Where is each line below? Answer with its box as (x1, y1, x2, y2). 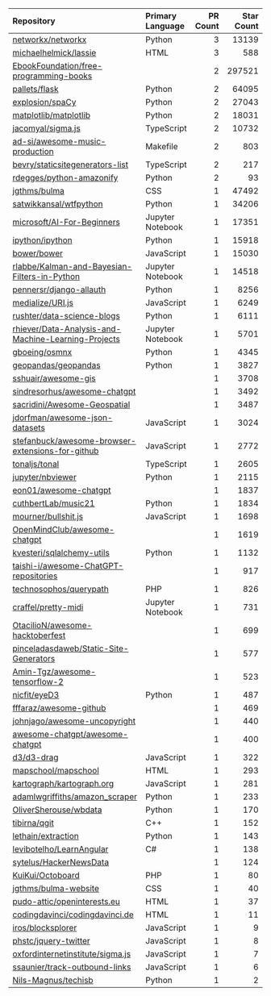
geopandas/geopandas (12, 360, 101, 370)
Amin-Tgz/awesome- (12, 666, 97, 677)
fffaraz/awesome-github (12, 702, 106, 713)
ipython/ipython (12, 235, 73, 245)
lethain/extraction (12, 831, 79, 841)
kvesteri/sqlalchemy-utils (12, 548, 110, 558)
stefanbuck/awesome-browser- (12, 435, 136, 446)
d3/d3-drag (12, 752, 59, 763)
